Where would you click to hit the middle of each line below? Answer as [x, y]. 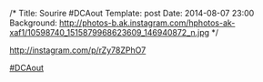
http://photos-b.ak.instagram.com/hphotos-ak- [147, 23]
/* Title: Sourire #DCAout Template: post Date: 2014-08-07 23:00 [132, 13]
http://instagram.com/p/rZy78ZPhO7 [78, 50]
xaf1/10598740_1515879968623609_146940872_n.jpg [110, 32]
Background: [33, 23]
